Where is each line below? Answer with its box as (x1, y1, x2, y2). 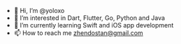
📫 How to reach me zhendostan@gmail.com (13, 29, 143, 37)
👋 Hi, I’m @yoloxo (13, 7, 65, 14)
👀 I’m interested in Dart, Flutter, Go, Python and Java (13, 14, 166, 22)
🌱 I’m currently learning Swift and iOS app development (13, 21, 174, 29)
